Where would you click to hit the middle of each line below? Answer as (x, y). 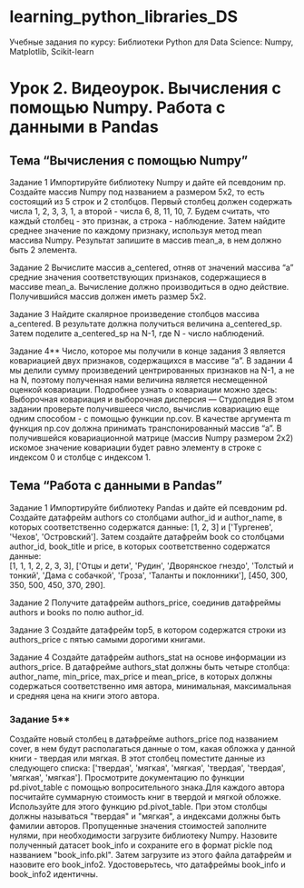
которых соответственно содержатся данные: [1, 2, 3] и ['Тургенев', (142, 527)
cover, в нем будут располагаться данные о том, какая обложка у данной (152, 749)
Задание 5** (40, 719)
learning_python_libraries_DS (124, 17)
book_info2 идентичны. (54, 874)
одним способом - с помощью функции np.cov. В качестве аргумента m (151, 418)
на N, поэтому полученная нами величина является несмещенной (138, 380)
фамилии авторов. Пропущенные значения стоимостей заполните (138, 826)
